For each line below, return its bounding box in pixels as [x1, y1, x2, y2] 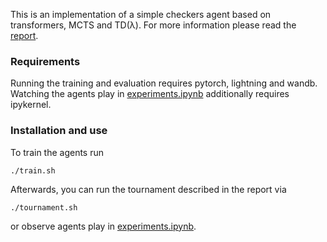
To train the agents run [10, 146, 105, 158]
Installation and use [10, 124, 108, 138]
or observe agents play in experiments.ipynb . [10, 220, 197, 232]
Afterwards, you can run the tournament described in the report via [10, 183, 287, 195]
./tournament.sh [10, 202, 78, 213]
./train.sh [10, 165, 56, 176]
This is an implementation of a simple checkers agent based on [10, 9, 272, 20]
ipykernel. [10, 99, 52, 111]
